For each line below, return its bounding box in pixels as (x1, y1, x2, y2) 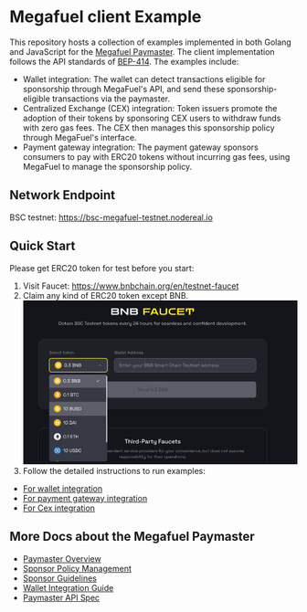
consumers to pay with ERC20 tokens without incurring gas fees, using (22, 151, 291, 162)
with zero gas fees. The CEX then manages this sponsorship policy (22, 121, 276, 133)
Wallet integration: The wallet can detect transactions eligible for (22, 73, 266, 84)
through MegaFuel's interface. (22, 132, 137, 142)
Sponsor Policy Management (22, 563, 132, 574)
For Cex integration (22, 502, 96, 513)
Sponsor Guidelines (22, 573, 98, 584)
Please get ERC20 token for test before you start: (9, 262, 195, 273)
